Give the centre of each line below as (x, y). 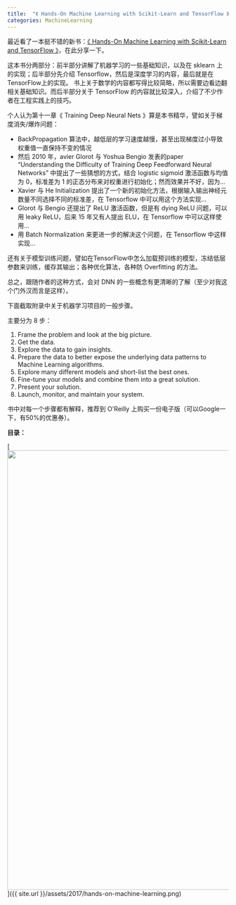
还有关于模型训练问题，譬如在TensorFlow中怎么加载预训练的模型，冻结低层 (117, 258)
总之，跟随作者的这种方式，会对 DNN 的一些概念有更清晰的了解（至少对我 (114, 281)
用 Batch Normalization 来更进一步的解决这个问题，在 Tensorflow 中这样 (122, 234)
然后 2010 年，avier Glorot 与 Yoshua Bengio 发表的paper (100, 156)
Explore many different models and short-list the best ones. (103, 372)
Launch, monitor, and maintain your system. (81, 394)
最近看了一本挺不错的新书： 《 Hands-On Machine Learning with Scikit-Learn (117, 41)
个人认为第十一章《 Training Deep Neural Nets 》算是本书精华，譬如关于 (112, 115)
